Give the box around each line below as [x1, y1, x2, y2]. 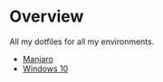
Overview [9, 6, 84, 27]
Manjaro [22, 53, 54, 64]
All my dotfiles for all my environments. [9, 36, 155, 47]
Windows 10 [22, 63, 69, 74]
